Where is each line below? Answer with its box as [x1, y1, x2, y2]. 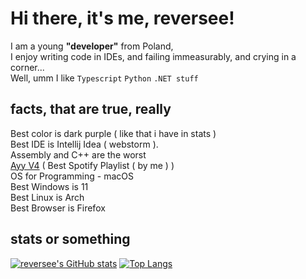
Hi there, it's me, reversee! [10, 7, 235, 30]
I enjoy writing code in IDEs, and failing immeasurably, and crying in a [10, 50, 297, 62]
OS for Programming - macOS [10, 170, 134, 182]
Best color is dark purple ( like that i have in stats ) [10, 127, 217, 139]
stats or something [10, 231, 131, 248]
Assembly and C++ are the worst [10, 148, 147, 161]
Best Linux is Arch [10, 191, 85, 203]
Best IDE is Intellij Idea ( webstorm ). [10, 138, 159, 150]
